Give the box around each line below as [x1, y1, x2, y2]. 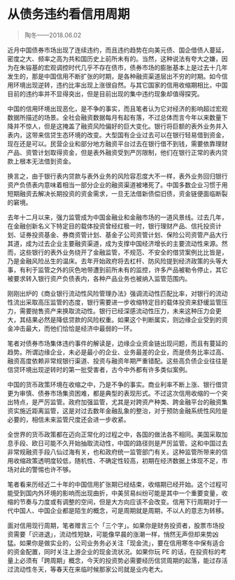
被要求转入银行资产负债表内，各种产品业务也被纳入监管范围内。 [7, 274, 191, 282]
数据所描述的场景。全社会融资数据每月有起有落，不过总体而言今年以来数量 [7, 113, 222, 121]
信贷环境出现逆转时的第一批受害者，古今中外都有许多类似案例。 [7, 365, 191, 373]
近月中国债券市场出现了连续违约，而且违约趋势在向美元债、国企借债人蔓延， [7, 46, 228, 54]
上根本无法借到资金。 [13, 157, 75, 165]
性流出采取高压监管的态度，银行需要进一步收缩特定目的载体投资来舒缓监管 [7, 298, 222, 306]
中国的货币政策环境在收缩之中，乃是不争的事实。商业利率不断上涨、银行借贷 [7, 380, 228, 389]
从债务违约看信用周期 [7, 6, 131, 22]
